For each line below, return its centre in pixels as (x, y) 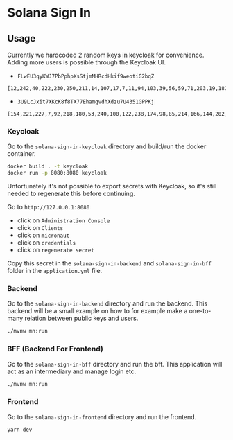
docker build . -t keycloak (48, 167)
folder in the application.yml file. (55, 271)
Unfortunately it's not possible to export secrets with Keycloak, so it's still (112, 186)
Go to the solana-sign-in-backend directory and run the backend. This (107, 303)
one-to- (200, 311)
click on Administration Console (63, 220)
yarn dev (20, 430)
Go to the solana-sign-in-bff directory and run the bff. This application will (115, 364)
